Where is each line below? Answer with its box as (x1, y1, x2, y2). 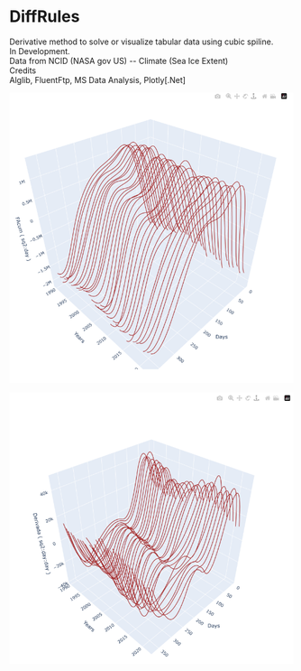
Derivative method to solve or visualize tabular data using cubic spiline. (9, 36, 274, 47)
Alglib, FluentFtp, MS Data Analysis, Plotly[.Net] (9, 74, 187, 85)
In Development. (9, 45, 70, 56)
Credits (9, 65, 37, 76)
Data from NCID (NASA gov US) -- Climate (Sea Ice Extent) (9, 55, 229, 66)
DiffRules (9, 6, 80, 27)
